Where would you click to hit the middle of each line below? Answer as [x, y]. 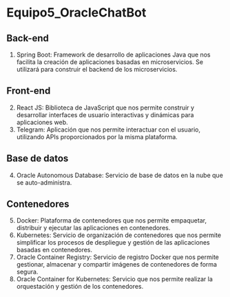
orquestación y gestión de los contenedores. [80, 287]
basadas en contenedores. [54, 250]
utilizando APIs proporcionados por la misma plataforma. [97, 136]
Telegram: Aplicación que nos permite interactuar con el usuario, [108, 130]
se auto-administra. [44, 182]
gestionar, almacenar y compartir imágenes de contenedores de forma [117, 265]
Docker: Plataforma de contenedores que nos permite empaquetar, [112, 221]
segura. [27, 272]
